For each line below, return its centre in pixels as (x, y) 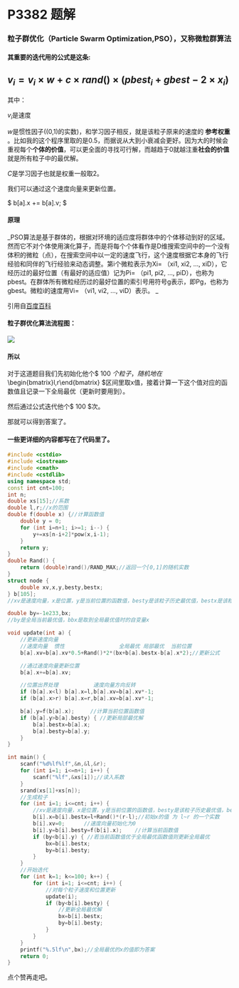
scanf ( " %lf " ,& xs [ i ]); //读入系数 (79, 777)
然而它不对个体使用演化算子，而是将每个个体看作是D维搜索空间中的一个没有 (119, 246)
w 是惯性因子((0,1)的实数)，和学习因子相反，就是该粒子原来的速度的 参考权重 (119, 131)
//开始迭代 (34, 870)
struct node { (28, 581)
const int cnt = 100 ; (36, 488)
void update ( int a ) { (39, 633)
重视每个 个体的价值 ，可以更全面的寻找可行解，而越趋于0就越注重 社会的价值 (118, 149)
